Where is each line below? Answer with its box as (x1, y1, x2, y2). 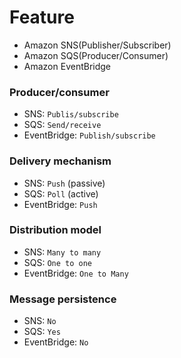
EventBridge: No (23, 336, 89, 348)
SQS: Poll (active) (23, 187, 99, 200)
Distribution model (9, 223, 102, 237)
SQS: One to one (23, 256, 93, 268)
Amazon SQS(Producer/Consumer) (23, 49, 169, 61)
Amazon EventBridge (23, 60, 112, 72)
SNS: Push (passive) (23, 177, 106, 189)
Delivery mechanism (9, 154, 112, 168)
